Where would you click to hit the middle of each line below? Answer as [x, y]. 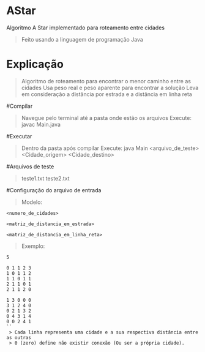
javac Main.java [41, 124]
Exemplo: [33, 246]
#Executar [19, 136]
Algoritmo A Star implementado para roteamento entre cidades [86, 28]
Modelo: [32, 202]
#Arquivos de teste [30, 167]
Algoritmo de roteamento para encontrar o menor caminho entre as [106, 81]
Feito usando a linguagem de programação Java [82, 39]
